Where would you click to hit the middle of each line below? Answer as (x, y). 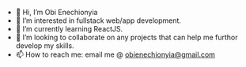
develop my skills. (45, 46)
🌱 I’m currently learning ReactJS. (69, 29)
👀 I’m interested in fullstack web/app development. (98, 20)
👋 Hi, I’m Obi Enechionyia (57, 12)
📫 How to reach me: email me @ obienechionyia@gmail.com (115, 54)
